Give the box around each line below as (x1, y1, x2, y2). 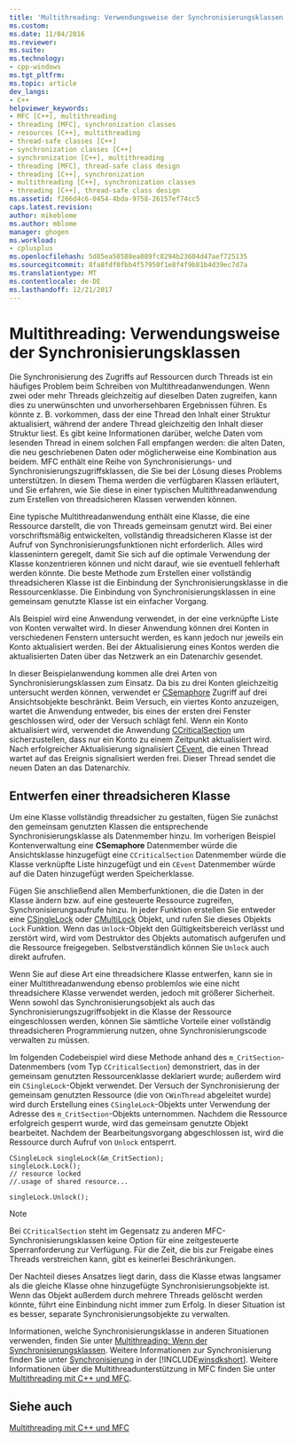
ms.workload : (9, 236, 58, 245)
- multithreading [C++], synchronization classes (9, 178, 197, 187)
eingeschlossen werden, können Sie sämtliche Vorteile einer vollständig (9, 1016, 271, 1027)
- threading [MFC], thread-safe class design (9, 162, 180, 170)
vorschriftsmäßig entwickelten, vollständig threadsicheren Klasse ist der (9, 530, 273, 541)
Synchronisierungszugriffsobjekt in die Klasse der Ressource (9, 1006, 232, 1017)
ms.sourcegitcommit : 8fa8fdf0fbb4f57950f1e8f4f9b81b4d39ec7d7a (9, 261, 248, 270)
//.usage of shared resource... (9, 1178, 129, 1186)
